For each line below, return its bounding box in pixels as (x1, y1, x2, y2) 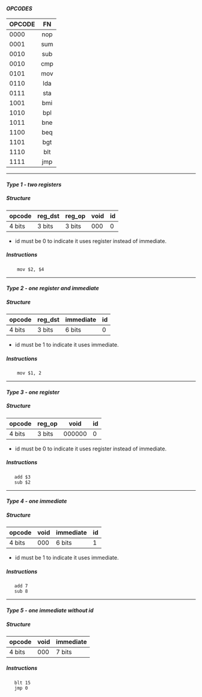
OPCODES (6, 5, 32, 12)
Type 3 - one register (6, 388, 60, 396)
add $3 (14, 474, 31, 480)
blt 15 (14, 680, 31, 686)
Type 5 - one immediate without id (6, 607, 94, 614)
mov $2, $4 (17, 266, 44, 273)
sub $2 (14, 479, 31, 485)
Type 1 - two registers (6, 181, 62, 188)
